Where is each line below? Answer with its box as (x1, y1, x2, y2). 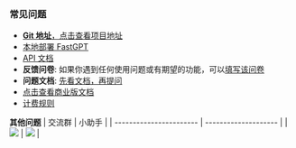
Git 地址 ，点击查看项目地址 (22, 30, 124, 42)
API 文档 (22, 52, 54, 64)
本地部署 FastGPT (22, 42, 88, 52)
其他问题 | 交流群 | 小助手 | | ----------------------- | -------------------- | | (9, 117, 288, 128)
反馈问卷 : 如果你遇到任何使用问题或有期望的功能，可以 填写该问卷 (22, 64, 264, 75)
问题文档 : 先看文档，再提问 (22, 75, 123, 87)
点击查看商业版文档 (22, 87, 95, 97)
